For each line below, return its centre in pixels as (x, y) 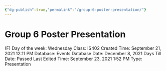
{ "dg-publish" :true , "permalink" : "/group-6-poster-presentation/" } (75, 10)
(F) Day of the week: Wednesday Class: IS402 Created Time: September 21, (83, 48)
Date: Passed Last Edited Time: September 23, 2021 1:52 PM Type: (73, 59)
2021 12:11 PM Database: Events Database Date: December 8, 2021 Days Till (83, 53)
